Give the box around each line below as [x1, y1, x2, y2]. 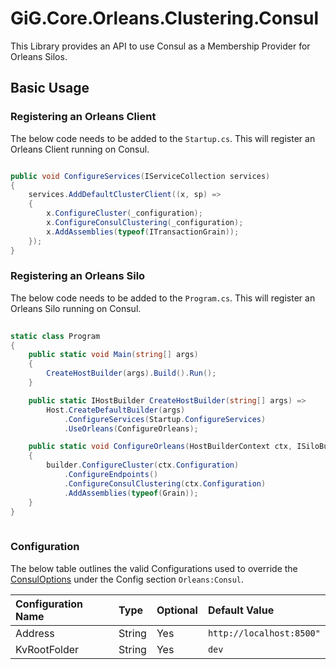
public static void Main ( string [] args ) [28, 350, 199, 360]
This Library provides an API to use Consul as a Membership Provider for [10, 40, 311, 52]
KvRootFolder [15, 642, 80, 656]
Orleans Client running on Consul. [10, 143, 150, 155]
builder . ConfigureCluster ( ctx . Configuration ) [46, 460, 240, 471]
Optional [156, 603, 198, 617]
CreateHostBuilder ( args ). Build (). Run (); [46, 368, 217, 379]
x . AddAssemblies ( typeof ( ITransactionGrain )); [46, 227, 240, 237]
